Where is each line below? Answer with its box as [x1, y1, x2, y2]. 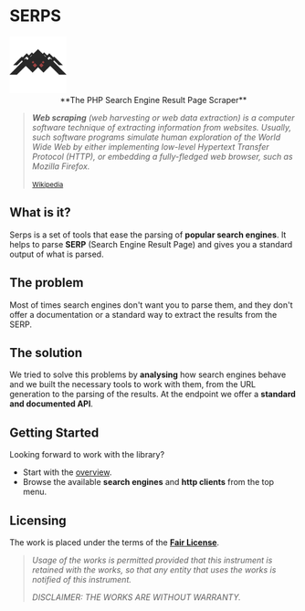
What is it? [9, 205, 71, 220]
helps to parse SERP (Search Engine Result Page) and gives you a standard [9, 238, 293, 249]
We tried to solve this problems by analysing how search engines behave [9, 369, 287, 380]
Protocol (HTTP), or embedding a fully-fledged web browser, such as [31, 151, 294, 162]
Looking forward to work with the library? [9, 449, 165, 460]
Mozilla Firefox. [31, 161, 90, 172]
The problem [9, 275, 84, 290]
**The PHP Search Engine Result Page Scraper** [59, 94, 247, 105]
